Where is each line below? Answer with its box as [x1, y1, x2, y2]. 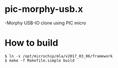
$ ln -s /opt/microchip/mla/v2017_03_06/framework [5, 54, 113, 59]
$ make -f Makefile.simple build [5, 58, 75, 63]
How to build [5, 37, 58, 49]
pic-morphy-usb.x [5, 3, 83, 15]
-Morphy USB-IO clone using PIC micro [5, 20, 86, 26]
